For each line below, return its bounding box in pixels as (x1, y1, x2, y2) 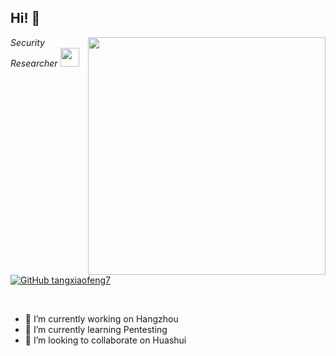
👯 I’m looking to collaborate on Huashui (24, 334, 187, 346)
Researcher (10, 57, 58, 69)
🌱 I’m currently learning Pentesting (24, 323, 168, 335)
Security (10, 36, 45, 48)
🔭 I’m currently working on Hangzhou (24, 312, 179, 325)
